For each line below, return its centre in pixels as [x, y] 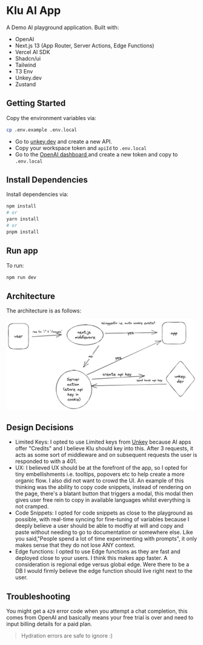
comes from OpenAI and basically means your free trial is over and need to [100, 618]
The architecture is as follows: [44, 311]
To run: [15, 265]
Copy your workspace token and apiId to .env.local [81, 148]
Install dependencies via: [37, 194]
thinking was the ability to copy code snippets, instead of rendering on [103, 487]
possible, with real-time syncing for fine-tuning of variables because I [102, 519]
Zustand [25, 84]
